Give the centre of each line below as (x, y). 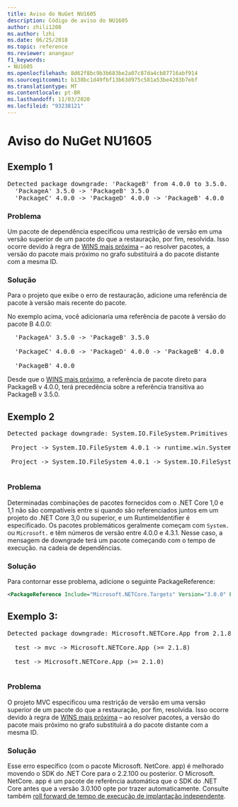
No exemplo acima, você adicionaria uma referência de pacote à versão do (117, 316)
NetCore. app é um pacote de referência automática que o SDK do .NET (112, 781)
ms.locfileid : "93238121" (45, 106)
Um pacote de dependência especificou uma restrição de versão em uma (115, 231)
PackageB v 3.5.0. (34, 394)
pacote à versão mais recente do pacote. (67, 303)
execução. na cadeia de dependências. (65, 548)
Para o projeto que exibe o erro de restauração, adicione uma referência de (117, 295)
